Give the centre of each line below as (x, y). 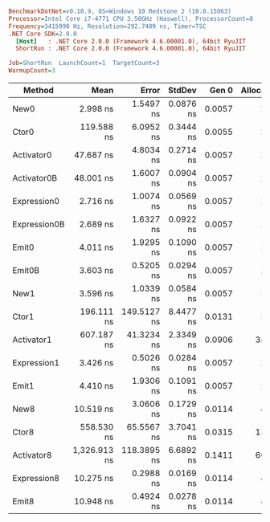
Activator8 (32, 455)
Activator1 (32, 340)
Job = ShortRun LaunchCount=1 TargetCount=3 (84, 63)
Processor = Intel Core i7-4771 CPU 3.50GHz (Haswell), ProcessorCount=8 (131, 18)
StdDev (182, 90)
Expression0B (39, 224)
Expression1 (36, 363)
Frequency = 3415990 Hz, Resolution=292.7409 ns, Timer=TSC (107, 26)
